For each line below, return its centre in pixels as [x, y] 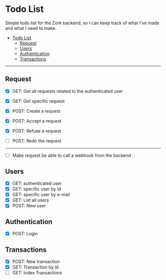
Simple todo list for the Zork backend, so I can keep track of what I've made [82, 23]
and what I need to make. [31, 28]
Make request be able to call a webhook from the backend [72, 155]
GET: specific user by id [37, 189]
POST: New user [29, 206]
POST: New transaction [36, 261]
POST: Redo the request [37, 141]
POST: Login [25, 234]
